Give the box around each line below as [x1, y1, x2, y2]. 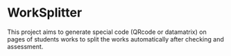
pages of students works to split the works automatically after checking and [7, 35, 224, 43]
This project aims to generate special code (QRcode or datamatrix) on [7, 28, 207, 36]
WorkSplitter [7, 5, 83, 21]
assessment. [7, 42, 44, 50]
